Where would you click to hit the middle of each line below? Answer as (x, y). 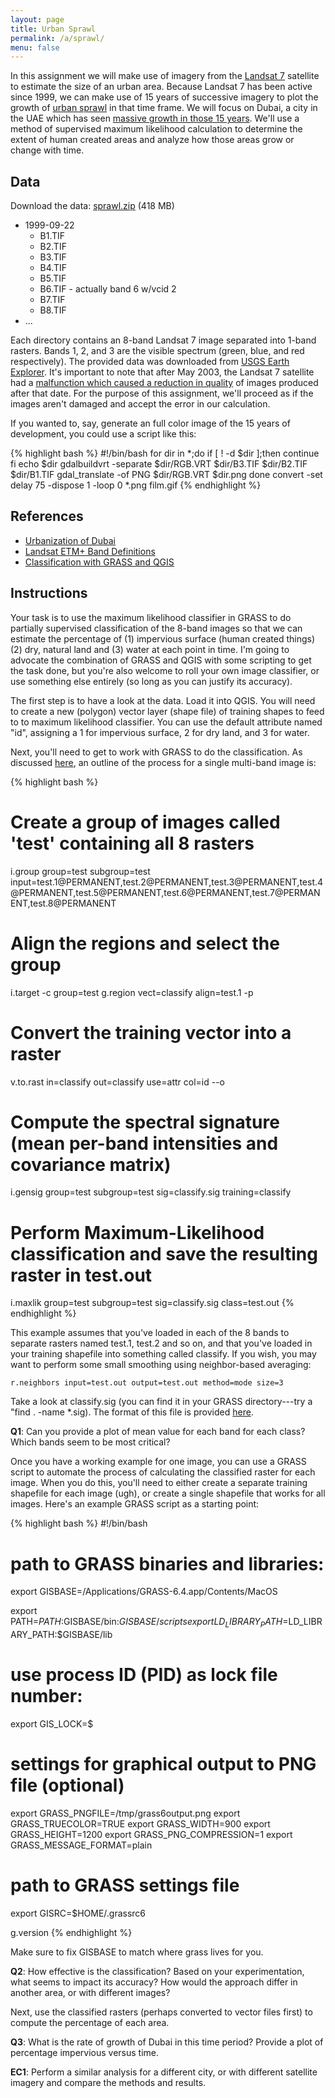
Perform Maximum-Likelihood (137, 1232)
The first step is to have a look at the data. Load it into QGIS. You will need (163, 700)
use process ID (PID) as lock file (144, 1675)
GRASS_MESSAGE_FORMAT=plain (81, 1845)
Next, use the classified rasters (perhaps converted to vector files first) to (161, 2012)
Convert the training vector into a (151, 1032)
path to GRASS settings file (125, 1885)
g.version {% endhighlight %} (71, 1932)
